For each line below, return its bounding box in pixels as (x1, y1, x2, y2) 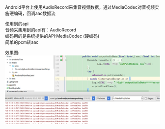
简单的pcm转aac (5, 39, 39, 45)
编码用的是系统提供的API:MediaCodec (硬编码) (5, 33, 100, 39)
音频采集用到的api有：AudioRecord (5, 27, 77, 33)
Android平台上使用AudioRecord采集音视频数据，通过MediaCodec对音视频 (5, 4, 155, 10)
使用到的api (5, 21, 28, 26)
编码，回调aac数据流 (13, 10, 55, 16)
